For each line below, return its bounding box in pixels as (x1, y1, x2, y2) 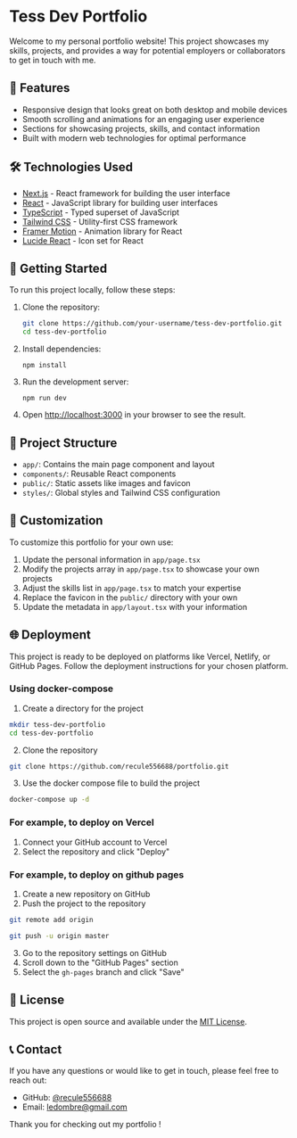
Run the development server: (21, 376, 129, 387)
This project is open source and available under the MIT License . (9, 1016, 248, 1027)
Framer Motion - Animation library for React (21, 226, 183, 236)
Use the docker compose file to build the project (21, 778, 201, 788)
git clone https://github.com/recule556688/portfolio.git (9, 762, 229, 771)
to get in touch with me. (9, 54, 96, 65)
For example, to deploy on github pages (9, 868, 185, 880)
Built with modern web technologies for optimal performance (21, 132, 247, 144)
